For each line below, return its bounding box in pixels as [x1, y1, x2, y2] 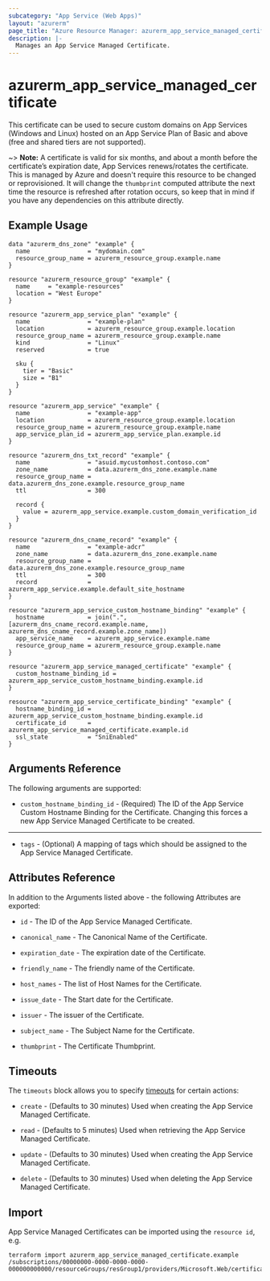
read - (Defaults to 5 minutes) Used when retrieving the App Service [19, 1126, 246, 1135]
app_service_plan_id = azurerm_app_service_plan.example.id [15, 430, 221, 439]
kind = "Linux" [15, 339, 121, 347]
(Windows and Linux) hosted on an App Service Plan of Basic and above [8, 129, 248, 138]
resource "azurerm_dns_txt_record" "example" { [8, 451, 171, 459]
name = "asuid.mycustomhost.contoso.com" [15, 458, 211, 467]
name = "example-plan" [15, 317, 146, 326]
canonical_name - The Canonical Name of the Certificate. [19, 932, 207, 941]
